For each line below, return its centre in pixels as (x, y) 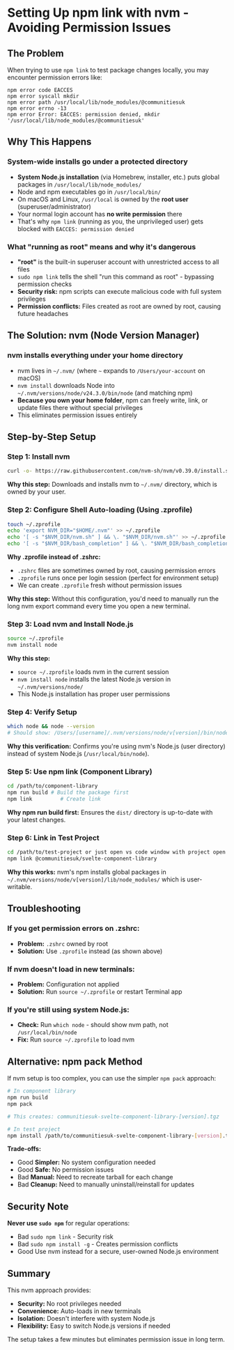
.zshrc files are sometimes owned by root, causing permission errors (116, 571)
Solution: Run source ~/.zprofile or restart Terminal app (100, 992)
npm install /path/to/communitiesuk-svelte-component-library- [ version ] (115, 1136)
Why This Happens (49, 142)
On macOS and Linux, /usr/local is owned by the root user (103, 199)
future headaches (42, 313)
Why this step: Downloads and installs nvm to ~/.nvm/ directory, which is (112, 485)
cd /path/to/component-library (53, 786)
